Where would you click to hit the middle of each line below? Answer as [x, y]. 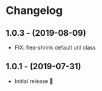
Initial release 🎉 [34, 81]
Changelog [34, 11]
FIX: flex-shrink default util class [55, 47]
